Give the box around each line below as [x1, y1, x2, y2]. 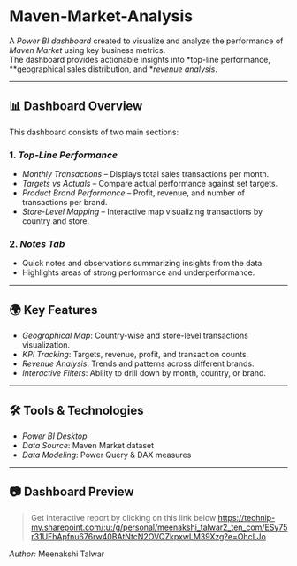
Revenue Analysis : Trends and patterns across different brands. [21, 358, 255, 369]
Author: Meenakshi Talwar [9, 548, 105, 559]
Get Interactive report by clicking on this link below [30, 512, 217, 523]
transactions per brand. [21, 197, 108, 208]
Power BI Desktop [21, 431, 88, 441]
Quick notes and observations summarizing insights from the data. [21, 258, 265, 269]
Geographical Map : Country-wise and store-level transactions [21, 330, 249, 341]
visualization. [21, 340, 71, 350]
